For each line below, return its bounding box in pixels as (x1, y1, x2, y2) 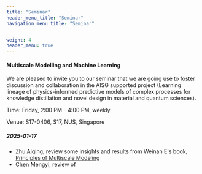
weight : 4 (6, 37, 32, 43)
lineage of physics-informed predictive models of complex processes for (6, 88, 191, 96)
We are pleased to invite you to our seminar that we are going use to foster (6, 75, 195, 83)
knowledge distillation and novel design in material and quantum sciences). (6, 94, 196, 102)
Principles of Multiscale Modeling (15, 154, 100, 162)
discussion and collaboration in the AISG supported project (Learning (6, 81, 182, 89)
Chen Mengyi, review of (15, 161, 76, 168)
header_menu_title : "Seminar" (6, 15, 84, 21)
